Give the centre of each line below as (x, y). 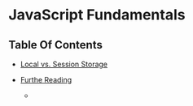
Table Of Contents (56, 45)
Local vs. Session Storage (64, 64)
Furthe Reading (46, 80)
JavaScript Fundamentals (97, 15)
